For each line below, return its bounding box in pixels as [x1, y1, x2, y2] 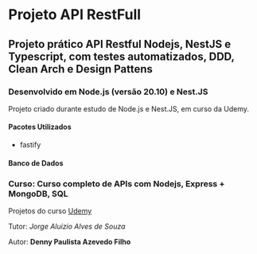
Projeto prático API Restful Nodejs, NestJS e [8, 37, 232, 51]
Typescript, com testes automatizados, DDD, [8, 49, 235, 63]
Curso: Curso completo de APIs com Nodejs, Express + [8, 178, 225, 189]
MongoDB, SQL [8, 188, 68, 199]
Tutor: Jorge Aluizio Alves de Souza [8, 221, 126, 231]
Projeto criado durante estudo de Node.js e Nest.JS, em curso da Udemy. [8, 104, 249, 113]
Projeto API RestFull [8, 6, 142, 24]
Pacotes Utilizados [8, 122, 72, 132]
